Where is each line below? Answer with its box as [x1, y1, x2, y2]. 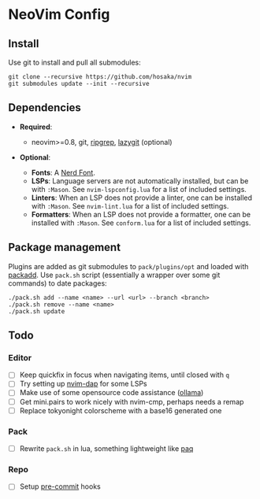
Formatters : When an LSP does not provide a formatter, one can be [31, 209, 251, 219]
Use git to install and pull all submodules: [8, 57, 141, 67]
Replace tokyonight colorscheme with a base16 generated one [19, 405, 222, 415]
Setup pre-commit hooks [19, 482, 101, 491]
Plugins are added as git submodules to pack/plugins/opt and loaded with [8, 261, 249, 271]
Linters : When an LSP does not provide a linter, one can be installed [31, 193, 253, 202]
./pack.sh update [8, 307, 65, 316]
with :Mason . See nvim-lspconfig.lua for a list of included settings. [31, 184, 247, 194]
